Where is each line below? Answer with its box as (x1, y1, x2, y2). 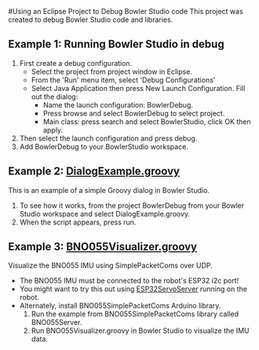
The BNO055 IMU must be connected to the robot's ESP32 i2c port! (19, 276, 239, 286)
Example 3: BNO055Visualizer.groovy (8, 240, 198, 253)
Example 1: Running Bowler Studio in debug (8, 38, 225, 51)
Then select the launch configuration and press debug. (19, 133, 198, 143)
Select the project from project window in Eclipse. (31, 67, 192, 76)
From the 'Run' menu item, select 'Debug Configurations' (31, 75, 216, 85)
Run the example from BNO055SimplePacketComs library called (31, 309, 239, 319)
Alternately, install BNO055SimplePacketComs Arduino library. (19, 301, 221, 311)
